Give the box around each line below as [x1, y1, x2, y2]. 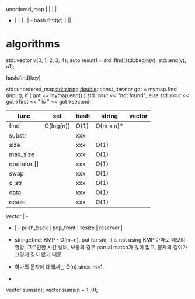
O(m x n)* [95, 122, 124, 130]
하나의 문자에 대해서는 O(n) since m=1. [14, 263, 104, 270]
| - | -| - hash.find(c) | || [14, 17, 71, 23]
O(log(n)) [44, 122, 71, 130]
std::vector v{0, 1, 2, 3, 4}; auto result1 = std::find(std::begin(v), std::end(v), [6, 56, 187, 64]
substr [9, 131, 27, 139]
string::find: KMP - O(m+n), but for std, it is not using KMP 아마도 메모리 [14, 236, 186, 243]
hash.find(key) [6, 74, 41, 81]
